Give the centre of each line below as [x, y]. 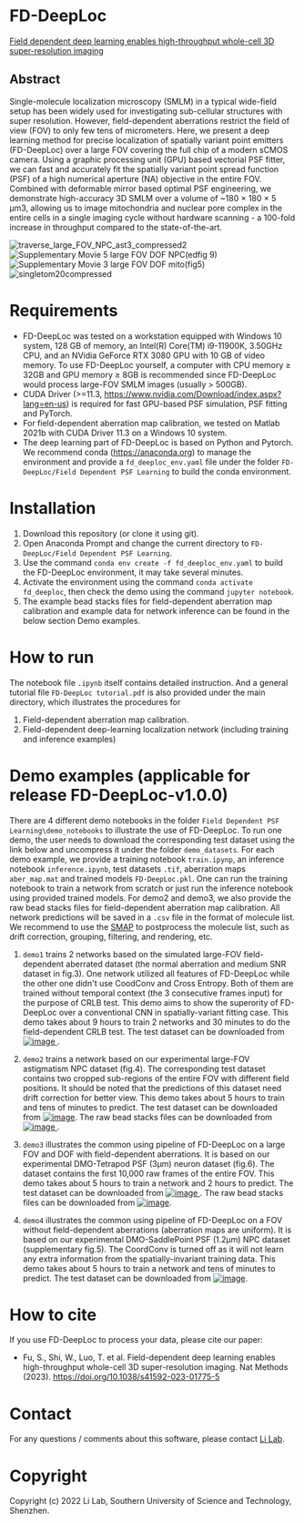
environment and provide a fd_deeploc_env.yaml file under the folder [151, 462]
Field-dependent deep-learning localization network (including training [156, 729]
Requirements [64, 310]
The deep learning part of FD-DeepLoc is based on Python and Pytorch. [158, 442]
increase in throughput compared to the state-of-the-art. [116, 227]
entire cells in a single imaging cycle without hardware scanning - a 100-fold [152, 217]
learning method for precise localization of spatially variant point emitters [147, 140]
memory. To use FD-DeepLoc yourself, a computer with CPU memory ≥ [157, 364]
